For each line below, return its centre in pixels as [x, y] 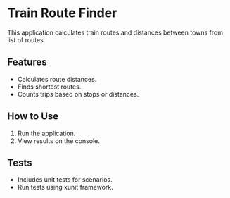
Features [27, 62]
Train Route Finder [62, 13]
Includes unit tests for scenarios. [65, 180]
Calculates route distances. [57, 79]
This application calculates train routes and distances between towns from [115, 32]
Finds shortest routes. [49, 87]
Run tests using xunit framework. [65, 187]
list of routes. [26, 39]
